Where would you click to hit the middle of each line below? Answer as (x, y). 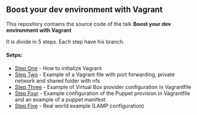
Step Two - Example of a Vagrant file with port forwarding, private (95, 75)
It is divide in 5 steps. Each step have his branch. (65, 41)
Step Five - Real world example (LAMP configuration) (79, 106)
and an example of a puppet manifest (60, 100)
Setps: (14, 55)
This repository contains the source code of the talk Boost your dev (89, 24)
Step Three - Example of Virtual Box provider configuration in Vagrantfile (103, 87)
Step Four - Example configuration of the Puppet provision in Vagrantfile (102, 93)
